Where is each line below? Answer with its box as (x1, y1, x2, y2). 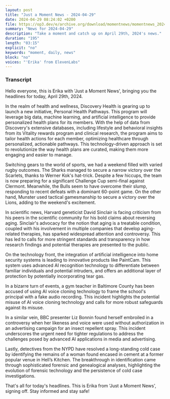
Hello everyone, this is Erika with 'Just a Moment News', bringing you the (5, 87, 157, 94)
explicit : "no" (5, 45, 37, 50)
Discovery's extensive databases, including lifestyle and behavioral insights (5, 125, 163, 131)
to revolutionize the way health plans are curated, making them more (5, 146, 148, 152)
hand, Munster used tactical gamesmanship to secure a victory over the (5, 194, 155, 200)
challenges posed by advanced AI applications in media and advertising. (5, 336, 156, 342)
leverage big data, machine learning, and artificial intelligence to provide (5, 114, 156, 120)
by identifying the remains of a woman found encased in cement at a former (5, 351, 164, 357)
